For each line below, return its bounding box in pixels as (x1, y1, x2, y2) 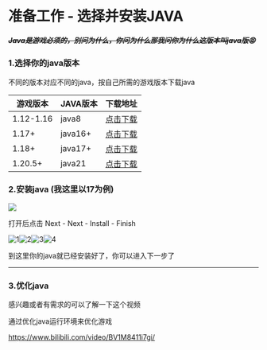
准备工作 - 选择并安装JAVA (8, 7, 184, 25)
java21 (60, 157, 87, 169)
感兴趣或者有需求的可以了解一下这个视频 (8, 300, 141, 309)
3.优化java (8, 280, 49, 291)
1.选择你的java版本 (8, 57, 80, 68)
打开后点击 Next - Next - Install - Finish (8, 218, 137, 227)
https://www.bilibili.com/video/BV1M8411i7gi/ (8, 332, 156, 342)
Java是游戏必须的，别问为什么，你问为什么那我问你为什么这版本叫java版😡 (8, 35, 256, 45)
